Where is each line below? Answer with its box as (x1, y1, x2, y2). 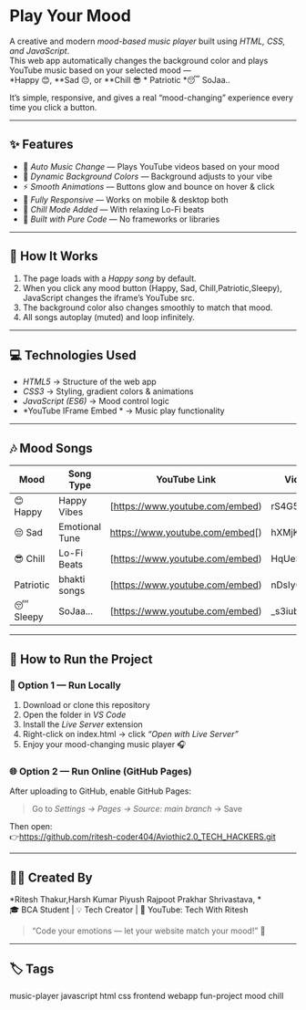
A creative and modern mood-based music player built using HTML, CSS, (9, 36, 286, 47)
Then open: (9, 821, 53, 832)
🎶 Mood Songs (9, 440, 93, 456)
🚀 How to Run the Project (9, 651, 153, 667)
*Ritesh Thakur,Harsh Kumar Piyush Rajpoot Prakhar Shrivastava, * (9, 893, 262, 904)
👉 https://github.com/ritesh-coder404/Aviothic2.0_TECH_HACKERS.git (9, 831, 276, 842)
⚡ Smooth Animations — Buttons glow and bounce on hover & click (22, 181, 275, 192)
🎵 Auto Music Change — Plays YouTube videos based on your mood (22, 161, 280, 172)
